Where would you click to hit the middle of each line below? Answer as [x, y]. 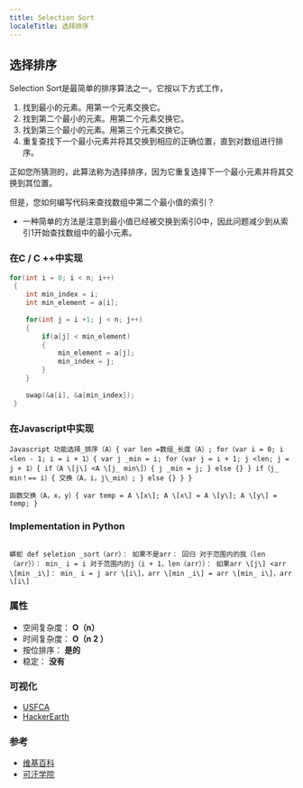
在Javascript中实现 [52, 428]
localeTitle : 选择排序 [49, 26]
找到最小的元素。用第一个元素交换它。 [93, 107]
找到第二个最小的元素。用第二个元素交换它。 [106, 119]
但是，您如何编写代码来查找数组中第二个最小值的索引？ [112, 202]
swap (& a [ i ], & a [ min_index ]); [80, 395]
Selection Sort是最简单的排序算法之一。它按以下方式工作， [119, 88]
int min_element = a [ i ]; [72, 303]
